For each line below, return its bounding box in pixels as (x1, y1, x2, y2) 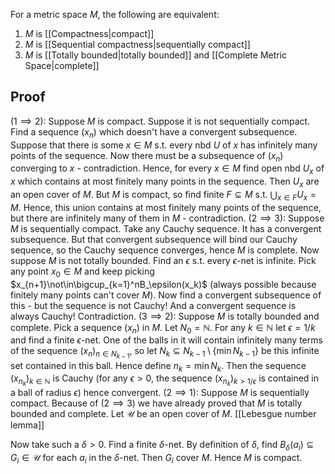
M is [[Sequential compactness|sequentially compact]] (24, 39, 251, 50)
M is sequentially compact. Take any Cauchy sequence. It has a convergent (10, 222, 322, 234)
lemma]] (10, 419, 45, 431)
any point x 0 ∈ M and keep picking (10, 265, 155, 279)
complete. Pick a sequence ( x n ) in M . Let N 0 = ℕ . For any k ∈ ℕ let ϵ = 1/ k (10, 321, 316, 336)
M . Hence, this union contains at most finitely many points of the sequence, (10, 201, 322, 213)
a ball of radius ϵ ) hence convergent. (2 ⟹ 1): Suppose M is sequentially (10, 387, 310, 399)
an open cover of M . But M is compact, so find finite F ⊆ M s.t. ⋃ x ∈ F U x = (10, 189, 317, 203)
